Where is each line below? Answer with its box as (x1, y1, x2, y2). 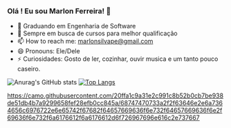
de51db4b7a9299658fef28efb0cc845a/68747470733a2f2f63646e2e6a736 (7, 99, 223, 107)
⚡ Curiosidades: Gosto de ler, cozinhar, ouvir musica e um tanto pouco (17, 55, 219, 63)
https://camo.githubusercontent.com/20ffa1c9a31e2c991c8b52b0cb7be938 (7, 91, 223, 100)
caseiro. (17, 65, 41, 73)
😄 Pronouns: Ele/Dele (17, 47, 81, 55)
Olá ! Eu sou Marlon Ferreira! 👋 (7, 6, 111, 16)
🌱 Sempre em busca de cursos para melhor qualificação (17, 29, 178, 37)
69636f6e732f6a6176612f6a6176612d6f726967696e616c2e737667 (7, 113, 201, 122)
